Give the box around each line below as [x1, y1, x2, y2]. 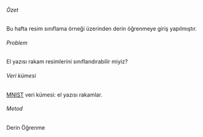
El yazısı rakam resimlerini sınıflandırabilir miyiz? [6, 58, 128, 65]
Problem [6, 39, 28, 46]
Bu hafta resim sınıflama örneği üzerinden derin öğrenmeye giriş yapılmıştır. [6, 25, 197, 32]
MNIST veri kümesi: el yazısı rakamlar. [6, 91, 103, 98]
